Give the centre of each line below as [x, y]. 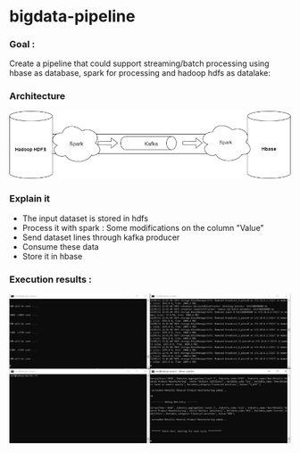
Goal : [22, 45]
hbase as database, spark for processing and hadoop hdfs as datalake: [140, 73]
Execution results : [50, 279]
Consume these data [61, 246]
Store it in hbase [52, 256]
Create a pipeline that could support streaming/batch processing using [139, 63]
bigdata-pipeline [72, 16]
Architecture [37, 96]
